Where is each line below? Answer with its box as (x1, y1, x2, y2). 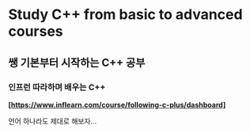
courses (8, 22, 63, 40)
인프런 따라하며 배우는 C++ (8, 82, 106, 93)
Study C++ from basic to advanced (8, 6, 243, 24)
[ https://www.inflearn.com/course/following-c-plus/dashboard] (8, 100, 226, 109)
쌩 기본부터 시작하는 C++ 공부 (8, 55, 146, 69)
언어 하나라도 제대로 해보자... (8, 116, 97, 126)
